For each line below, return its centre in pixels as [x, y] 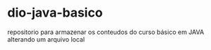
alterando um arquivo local [46, 39]
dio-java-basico [55, 13]
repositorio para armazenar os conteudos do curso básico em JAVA [106, 32]
